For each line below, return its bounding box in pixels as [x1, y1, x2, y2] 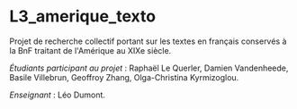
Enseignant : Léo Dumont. [9, 89, 106, 100]
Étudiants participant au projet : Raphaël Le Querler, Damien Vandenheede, [9, 63, 289, 73]
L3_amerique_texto [9, 6, 156, 27]
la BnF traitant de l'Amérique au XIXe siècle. [9, 45, 172, 55]
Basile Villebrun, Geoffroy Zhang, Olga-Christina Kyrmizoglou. [9, 71, 239, 82]
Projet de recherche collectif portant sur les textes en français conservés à [9, 36, 287, 46]
